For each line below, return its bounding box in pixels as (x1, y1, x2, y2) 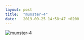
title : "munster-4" (5, 12, 48, 17)
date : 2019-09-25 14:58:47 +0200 (5, 16, 79, 21)
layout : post (5, 7, 32, 12)
